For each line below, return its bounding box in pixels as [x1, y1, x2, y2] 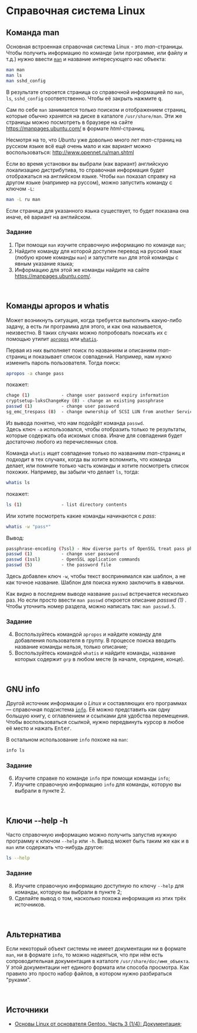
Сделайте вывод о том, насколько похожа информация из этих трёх [14, 895, 186, 902]
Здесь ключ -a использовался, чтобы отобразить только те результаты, [6, 425, 186, 432]
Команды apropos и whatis [6, 301, 110, 311]
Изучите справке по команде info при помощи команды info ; [14, 774, 170, 782]
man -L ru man [6, 196, 41, 202]
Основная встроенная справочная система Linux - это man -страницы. [6, 43, 184, 50]
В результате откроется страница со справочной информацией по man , [6, 88, 185, 95]
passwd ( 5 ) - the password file [6, 562, 111, 568]
